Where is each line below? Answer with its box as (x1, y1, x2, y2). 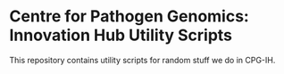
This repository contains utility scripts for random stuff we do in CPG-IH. (9, 54, 276, 65)
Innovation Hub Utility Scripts (9, 25, 233, 45)
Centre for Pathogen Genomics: (9, 6, 250, 27)
